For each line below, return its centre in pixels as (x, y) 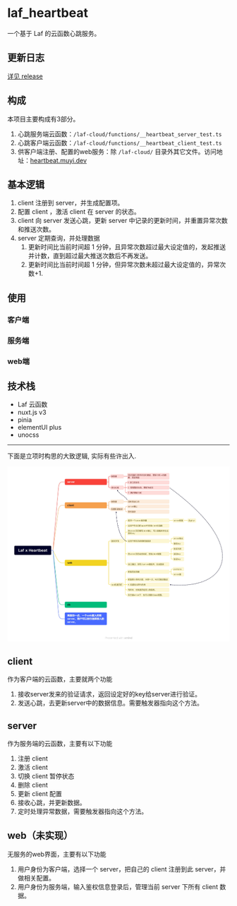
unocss (28, 435)
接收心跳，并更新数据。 (51, 803)
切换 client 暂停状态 (46, 776)
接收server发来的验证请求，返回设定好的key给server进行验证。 (109, 694)
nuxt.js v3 (32, 412)
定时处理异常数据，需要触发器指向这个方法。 (83, 811)
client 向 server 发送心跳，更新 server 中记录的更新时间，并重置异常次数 (122, 221)
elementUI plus (39, 428)
